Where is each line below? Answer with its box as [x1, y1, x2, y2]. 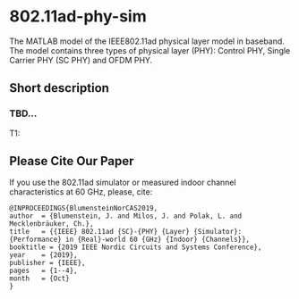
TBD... [9, 107, 38, 120]
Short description [9, 80, 110, 96]
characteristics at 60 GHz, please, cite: [9, 187, 153, 197]
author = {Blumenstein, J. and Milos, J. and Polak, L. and [9, 212, 243, 220]
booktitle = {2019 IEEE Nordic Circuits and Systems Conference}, [9, 243, 262, 252]
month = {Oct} [9, 274, 70, 283]
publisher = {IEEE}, [9, 259, 87, 268]
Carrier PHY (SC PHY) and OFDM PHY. [9, 54, 153, 65]
